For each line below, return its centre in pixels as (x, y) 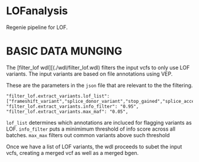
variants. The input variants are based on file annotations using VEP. (89, 74)
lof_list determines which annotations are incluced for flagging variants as (99, 122)
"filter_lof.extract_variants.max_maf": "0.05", (67, 111)
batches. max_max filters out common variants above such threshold (88, 135)
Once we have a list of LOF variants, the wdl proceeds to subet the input (94, 147)
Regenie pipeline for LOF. (37, 27)
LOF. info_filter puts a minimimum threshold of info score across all (91, 129)
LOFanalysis (37, 11)
